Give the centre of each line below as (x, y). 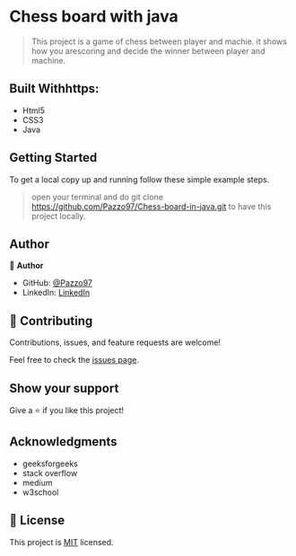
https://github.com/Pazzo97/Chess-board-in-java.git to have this (151, 206)
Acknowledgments (64, 442)
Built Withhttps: (54, 88)
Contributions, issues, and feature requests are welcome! (115, 342)
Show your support (64, 388)
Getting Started (53, 158)
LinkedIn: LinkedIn (56, 293)
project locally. (58, 216)
